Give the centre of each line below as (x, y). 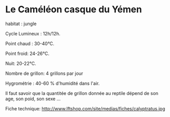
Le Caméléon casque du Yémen (74, 9)
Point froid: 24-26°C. (27, 53)
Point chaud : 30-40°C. (30, 43)
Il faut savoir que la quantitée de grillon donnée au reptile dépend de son (82, 93)
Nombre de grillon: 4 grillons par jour (44, 73)
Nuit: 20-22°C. (21, 63)
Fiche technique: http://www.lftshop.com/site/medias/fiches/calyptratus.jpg (85, 108)
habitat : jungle (21, 24)
